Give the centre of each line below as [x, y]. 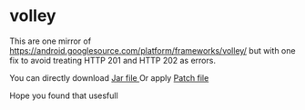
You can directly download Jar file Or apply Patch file [109, 77]
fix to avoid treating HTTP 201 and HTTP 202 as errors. [113, 60]
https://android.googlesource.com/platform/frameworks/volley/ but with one [152, 50]
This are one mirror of [51, 41]
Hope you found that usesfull [64, 95]
